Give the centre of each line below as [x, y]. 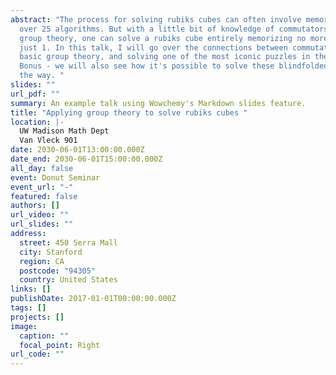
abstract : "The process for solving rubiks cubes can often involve [156, 19]
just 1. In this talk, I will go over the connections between [153, 47]
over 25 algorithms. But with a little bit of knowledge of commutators [174, 29]
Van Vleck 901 [48, 141]
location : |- [37, 122]
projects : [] [37, 317]
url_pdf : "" [35, 94]
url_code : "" [37, 354]
